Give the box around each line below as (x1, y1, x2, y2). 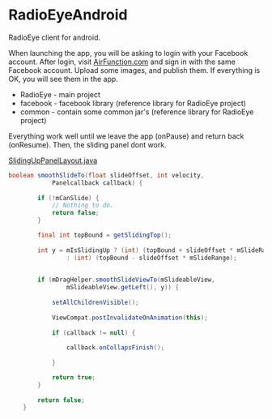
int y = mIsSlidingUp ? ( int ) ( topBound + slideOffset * (37, 246, 234, 254)
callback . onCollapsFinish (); (66, 344, 164, 352)
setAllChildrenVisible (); (51, 298, 139, 307)
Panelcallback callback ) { (51, 178, 143, 187)
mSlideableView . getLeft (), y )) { (66, 284, 180, 292)
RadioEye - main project (19, 89, 101, 99)
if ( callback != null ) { (51, 328, 136, 337)
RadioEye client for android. (8, 32, 101, 42)
